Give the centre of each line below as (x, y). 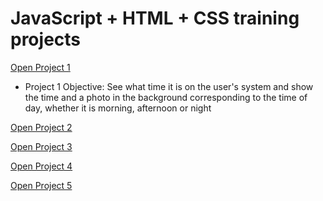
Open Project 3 (41, 146)
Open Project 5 (41, 185)
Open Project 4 (41, 166)
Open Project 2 (41, 127)
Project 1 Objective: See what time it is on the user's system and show (169, 86)
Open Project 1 (40, 67)
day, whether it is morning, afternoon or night (118, 108)
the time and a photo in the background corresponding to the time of (166, 97)
